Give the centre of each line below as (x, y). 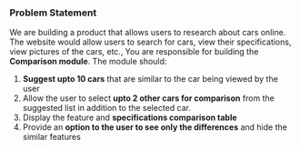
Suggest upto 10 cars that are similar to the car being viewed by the (150, 79)
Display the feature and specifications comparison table (130, 118)
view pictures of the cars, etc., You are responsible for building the (134, 52)
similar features (52, 137)
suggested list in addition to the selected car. (106, 108)
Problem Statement (53, 13)
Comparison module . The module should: (88, 62)
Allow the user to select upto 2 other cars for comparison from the (148, 98)
